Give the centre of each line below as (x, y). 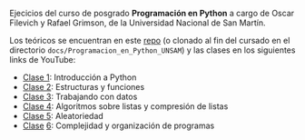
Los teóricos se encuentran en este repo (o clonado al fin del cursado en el (150, 40)
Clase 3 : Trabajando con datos (80, 96)
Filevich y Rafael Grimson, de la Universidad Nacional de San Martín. (138, 23)
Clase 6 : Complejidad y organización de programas (118, 125)
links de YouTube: (43, 60)
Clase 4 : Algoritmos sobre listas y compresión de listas (125, 106)
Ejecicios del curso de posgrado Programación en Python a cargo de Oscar (152, 13)
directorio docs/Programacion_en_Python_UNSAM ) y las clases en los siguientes (152, 50)
